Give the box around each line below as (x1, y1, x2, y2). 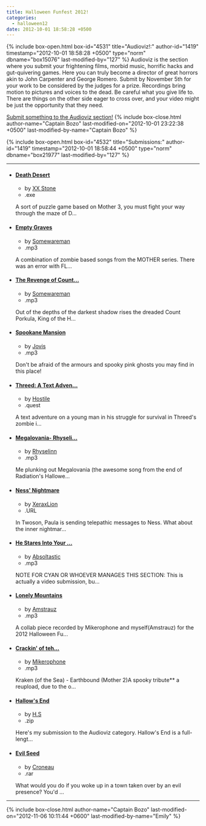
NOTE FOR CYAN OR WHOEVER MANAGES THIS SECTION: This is (15, 571, 184, 578)
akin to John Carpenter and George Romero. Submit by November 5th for (6, 75, 191, 83)
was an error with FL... (15, 262, 72, 270)
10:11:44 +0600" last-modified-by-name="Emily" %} (48, 812, 181, 819)
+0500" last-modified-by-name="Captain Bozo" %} (6, 126, 137, 134)
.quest (24, 402, 41, 409)
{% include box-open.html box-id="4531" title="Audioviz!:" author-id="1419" (6, 43, 199, 50)
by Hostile (24, 395, 50, 402)
